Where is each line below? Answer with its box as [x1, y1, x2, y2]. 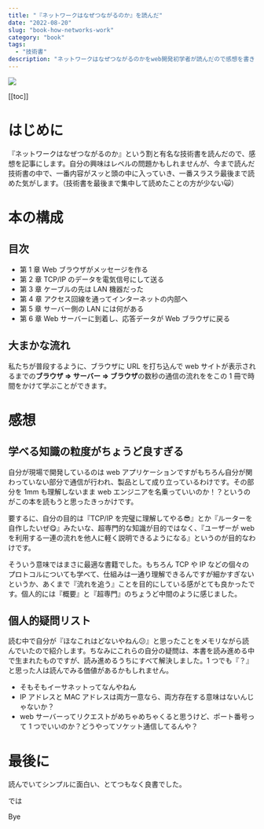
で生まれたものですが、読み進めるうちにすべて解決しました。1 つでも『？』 [8, 656, 253, 666]
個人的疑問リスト [8, 614, 91, 628]
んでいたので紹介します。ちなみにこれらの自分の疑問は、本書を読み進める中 [8, 646, 255, 656]
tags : [8, 41, 26, 49]
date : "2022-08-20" [8, 19, 72, 27]
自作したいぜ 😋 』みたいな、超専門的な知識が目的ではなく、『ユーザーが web [8, 523, 255, 532]
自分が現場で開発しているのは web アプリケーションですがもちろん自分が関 [8, 467, 253, 477]
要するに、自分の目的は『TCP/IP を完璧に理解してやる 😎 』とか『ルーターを [8, 513, 253, 523]
